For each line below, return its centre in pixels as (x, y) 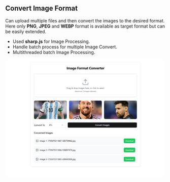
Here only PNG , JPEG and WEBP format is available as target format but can (85, 26)
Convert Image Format (41, 8)
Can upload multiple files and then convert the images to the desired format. (85, 20)
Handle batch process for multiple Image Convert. (65, 47)
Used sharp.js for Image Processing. (51, 41)
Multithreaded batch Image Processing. (54, 52)
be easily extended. (26, 31)
